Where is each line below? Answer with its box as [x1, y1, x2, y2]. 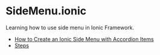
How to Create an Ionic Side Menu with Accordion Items [14, 35, 155, 42]
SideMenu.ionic [5, 4, 87, 18]
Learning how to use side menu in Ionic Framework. [5, 24, 135, 31]
